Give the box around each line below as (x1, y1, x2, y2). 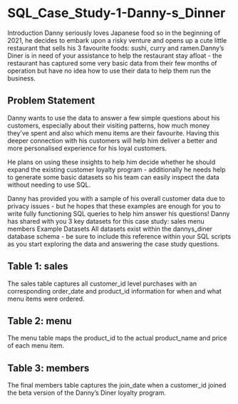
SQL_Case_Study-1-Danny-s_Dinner (7, 5, 226, 21)
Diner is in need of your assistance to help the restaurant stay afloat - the (7, 51, 222, 60)
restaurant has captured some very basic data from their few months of (7, 58, 217, 67)
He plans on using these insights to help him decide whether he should (7, 157, 216, 166)
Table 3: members (7, 362, 90, 374)
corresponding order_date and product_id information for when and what (7, 286, 222, 295)
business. (7, 73, 36, 83)
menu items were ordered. (7, 294, 85, 303)
